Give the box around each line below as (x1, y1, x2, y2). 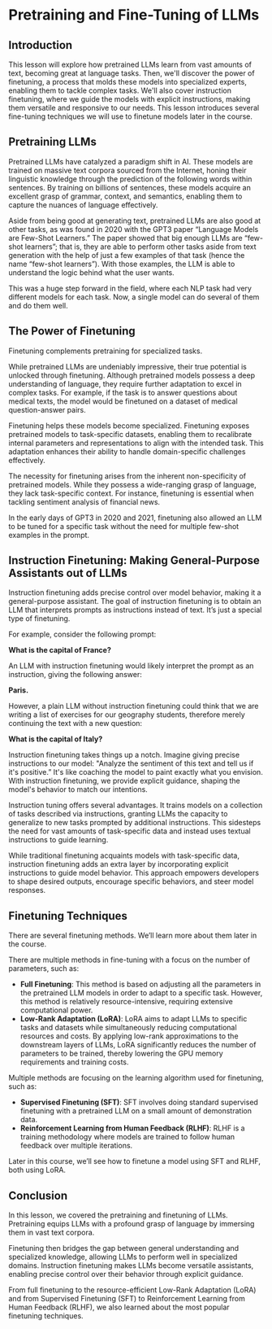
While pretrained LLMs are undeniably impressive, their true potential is (8, 361, 248, 371)
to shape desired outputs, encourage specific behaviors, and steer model (8, 877, 254, 886)
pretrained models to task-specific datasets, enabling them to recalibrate (8, 429, 253, 439)
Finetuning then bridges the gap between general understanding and (8, 1244, 240, 1253)
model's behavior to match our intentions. (8, 785, 148, 794)
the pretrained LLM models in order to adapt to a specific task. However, (19, 988, 263, 998)
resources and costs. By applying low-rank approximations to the (19, 1031, 239, 1041)
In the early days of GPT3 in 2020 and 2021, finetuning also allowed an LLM (8, 513, 262, 522)
